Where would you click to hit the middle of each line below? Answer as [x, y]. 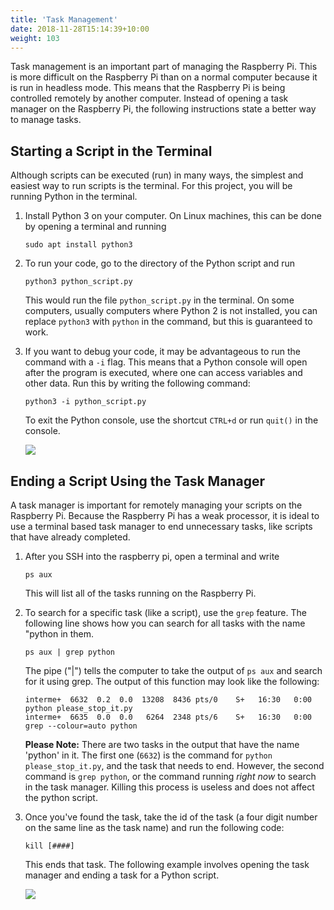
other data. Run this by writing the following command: [137, 383]
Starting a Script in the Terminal [111, 151]
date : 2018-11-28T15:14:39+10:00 [80, 29]
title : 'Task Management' [64, 19]
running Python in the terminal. [74, 197]
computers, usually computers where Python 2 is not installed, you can [171, 311]
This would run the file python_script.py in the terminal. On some [159, 300]
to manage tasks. [46, 120]
